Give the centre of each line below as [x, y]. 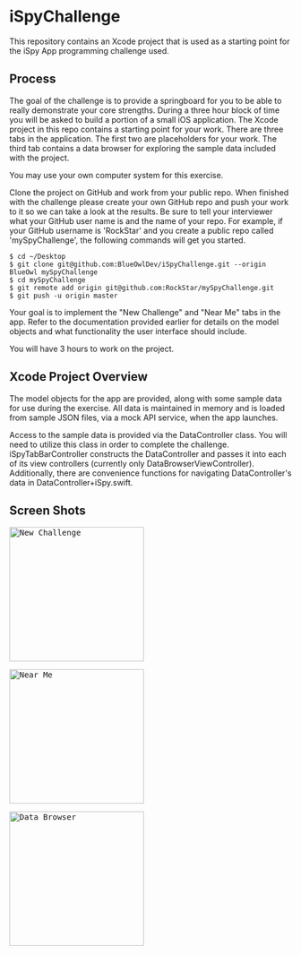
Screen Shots [48, 510]
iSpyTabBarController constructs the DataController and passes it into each [148, 453]
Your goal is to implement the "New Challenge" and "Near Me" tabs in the [145, 312]
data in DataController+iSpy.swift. [71, 482]
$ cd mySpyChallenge [48, 280]
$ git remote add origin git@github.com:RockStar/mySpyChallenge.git [142, 288]
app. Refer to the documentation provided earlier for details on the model [144, 322]
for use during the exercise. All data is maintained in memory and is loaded [147, 408]
